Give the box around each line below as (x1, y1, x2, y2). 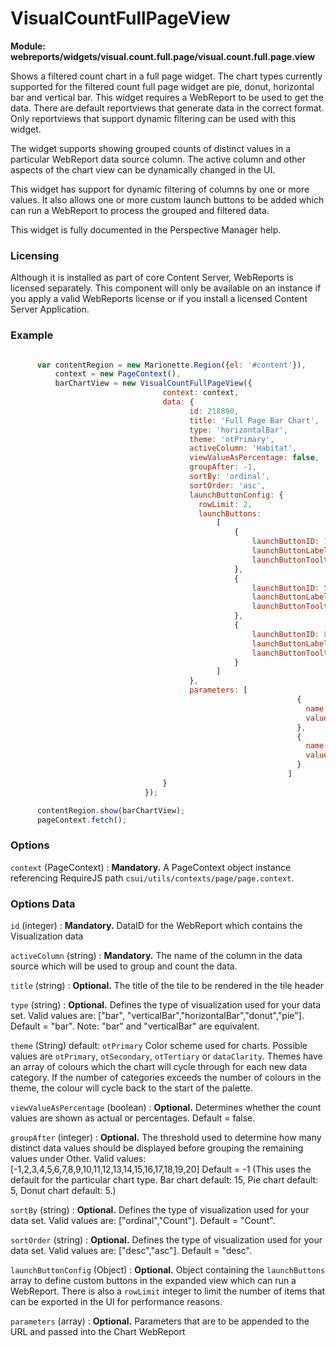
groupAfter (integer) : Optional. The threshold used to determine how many (10, 1132, 322, 1143)
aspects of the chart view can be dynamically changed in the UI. (10, 163, 276, 176)
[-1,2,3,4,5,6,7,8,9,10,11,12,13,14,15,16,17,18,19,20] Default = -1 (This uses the (10, 1163, 312, 1175)
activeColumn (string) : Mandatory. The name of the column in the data (10, 950, 303, 961)
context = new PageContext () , (54, 369, 182, 379)
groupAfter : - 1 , (189, 462, 257, 472)
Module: (10, 40, 46, 52)
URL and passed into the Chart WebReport (10, 1326, 186, 1337)
